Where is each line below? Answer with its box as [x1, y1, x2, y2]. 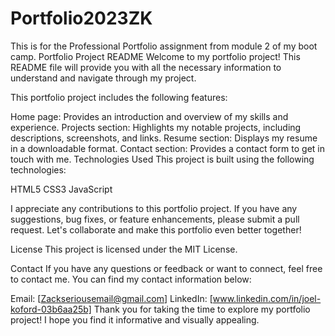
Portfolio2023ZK [10, 7, 153, 30]
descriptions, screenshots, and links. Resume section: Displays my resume [10, 132, 318, 144]
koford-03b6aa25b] [10, 303, 92, 315]
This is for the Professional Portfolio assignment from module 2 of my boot [10, 40, 318, 52]
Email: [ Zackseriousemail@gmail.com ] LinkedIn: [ [10, 292, 213, 304]
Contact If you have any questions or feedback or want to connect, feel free [10, 262, 323, 274]
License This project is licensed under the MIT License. [10, 243, 238, 255]
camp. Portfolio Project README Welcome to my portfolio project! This [10, 50, 301, 62]
